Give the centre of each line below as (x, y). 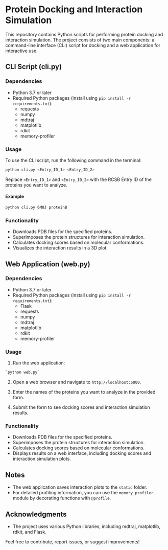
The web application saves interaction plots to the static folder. (80, 487)
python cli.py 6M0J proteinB (36, 208)
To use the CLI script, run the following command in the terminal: (74, 160)
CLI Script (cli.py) (34, 67)
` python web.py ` (22, 372)
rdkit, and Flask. (30, 532)
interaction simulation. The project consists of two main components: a (80, 40)
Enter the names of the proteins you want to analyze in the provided (84, 392)
